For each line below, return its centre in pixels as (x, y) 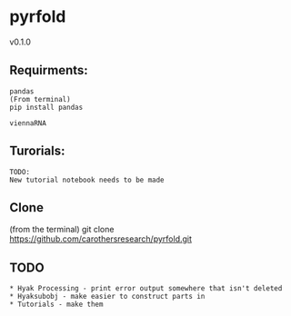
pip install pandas (46, 107)
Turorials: (37, 151)
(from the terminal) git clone (62, 230)
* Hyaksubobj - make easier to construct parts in (107, 297)
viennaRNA (28, 123)
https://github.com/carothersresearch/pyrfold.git (101, 239)
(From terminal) (40, 99)
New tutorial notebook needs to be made (87, 180)
